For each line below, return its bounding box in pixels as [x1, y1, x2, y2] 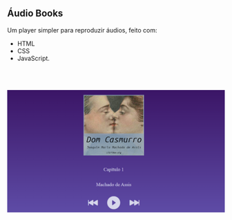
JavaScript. [17, 54, 50, 62]
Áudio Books [7, 8, 64, 19]
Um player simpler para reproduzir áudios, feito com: [7, 26, 157, 34]
